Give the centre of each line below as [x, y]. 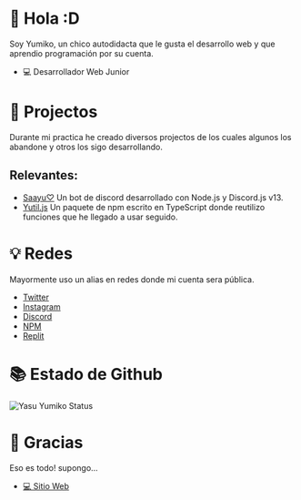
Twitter [36, 297]
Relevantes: [44, 175]
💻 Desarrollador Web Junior [76, 71]
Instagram [41, 306]
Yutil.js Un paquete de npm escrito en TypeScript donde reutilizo [144, 207]
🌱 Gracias [46, 442]
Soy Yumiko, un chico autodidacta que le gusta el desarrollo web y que [142, 44]
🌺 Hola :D [45, 19]
